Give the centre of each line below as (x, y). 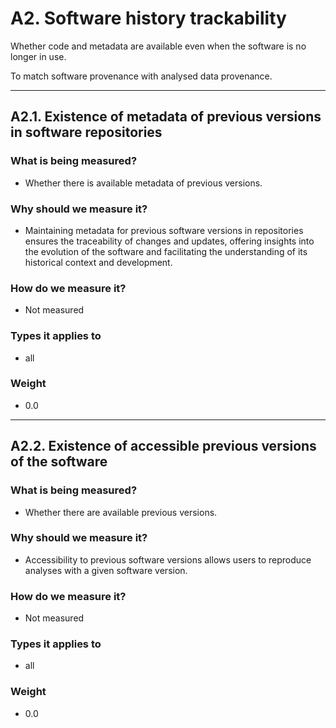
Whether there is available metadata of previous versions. (143, 183)
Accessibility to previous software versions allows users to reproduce (168, 559)
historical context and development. (98, 262)
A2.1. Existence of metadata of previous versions (166, 117)
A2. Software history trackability (148, 18)
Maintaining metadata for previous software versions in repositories (164, 230)
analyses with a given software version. (106, 570)
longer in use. (38, 56)
